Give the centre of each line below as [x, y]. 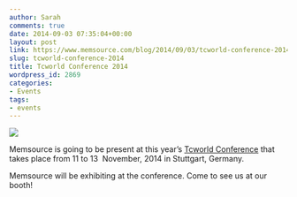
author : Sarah [35, 17]
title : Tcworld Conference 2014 [69, 67]
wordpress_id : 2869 [45, 75]
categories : [31, 83]
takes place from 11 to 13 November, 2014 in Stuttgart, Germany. [127, 159]
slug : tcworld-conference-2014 [67, 58]
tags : [19, 99]
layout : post [33, 42]
